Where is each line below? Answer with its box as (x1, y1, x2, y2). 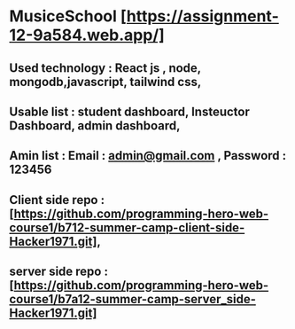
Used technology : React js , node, (9, 60, 201, 75)
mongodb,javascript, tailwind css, (9, 74, 202, 90)
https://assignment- (126, 6, 279, 27)
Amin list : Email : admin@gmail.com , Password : (9, 148, 287, 163)
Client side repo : (9, 192, 105, 208)
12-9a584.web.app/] (9, 25, 166, 45)
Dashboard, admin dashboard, (9, 118, 181, 133)
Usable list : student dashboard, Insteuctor (9, 104, 251, 119)
